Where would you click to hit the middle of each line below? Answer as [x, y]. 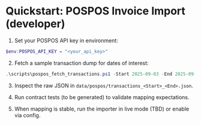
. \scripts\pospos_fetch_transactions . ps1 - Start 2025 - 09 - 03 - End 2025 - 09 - [101, 74]
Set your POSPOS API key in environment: [66, 40]
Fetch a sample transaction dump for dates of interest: [81, 63]
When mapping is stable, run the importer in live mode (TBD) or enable [102, 109]
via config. [27, 115]
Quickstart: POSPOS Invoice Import [95, 11]
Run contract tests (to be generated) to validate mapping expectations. [102, 97]
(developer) [35, 24]
